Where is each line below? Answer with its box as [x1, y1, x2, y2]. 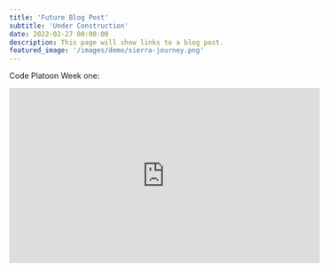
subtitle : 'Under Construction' [9, 21, 129, 30]
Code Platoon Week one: [9, 70, 100, 81]
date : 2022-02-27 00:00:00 [9, 29, 109, 38]
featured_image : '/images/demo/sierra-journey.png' [9, 46, 204, 55]
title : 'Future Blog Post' [9, 12, 109, 22]
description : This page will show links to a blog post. [9, 37, 224, 47]
